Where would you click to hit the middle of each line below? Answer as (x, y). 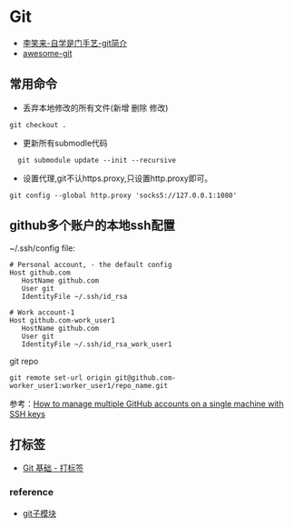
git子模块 (39, 513)
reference (32, 493)
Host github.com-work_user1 (63, 320)
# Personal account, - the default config (91, 264)
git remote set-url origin (60, 378)
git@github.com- (146, 378)
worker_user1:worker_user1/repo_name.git (89, 385)
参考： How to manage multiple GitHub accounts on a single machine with (146, 403)
